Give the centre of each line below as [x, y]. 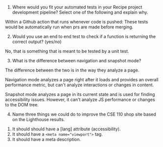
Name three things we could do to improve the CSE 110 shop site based [84, 114]
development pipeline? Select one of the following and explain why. [80, 12]
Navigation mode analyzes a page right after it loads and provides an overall [82, 80]
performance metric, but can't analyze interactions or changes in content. [80, 85]
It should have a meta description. [46, 139]
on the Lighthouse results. [38, 119]
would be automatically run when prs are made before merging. [69, 27]
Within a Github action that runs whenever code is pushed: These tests [77, 22]
